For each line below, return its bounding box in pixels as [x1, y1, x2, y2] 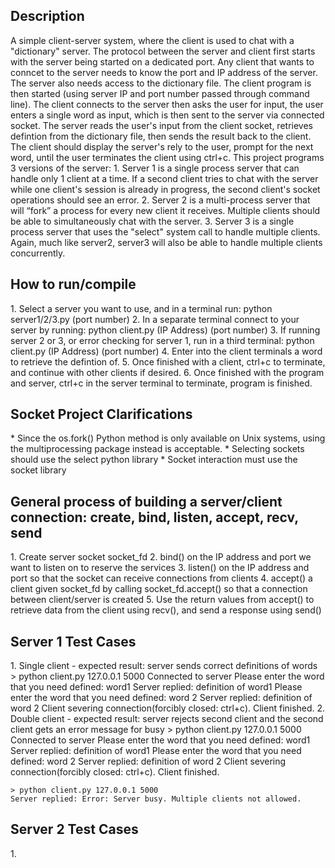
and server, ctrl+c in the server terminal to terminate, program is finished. [10, 377, 313, 389]
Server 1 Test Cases [10, 633, 137, 650]
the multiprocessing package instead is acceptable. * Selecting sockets [10, 443, 305, 455]
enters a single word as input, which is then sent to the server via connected [10, 109, 325, 121]
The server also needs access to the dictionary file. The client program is [10, 77, 312, 89]
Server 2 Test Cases [10, 821, 139, 838]
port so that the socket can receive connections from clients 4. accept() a [10, 572, 313, 584]
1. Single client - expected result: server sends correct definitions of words [10, 660, 318, 672]
